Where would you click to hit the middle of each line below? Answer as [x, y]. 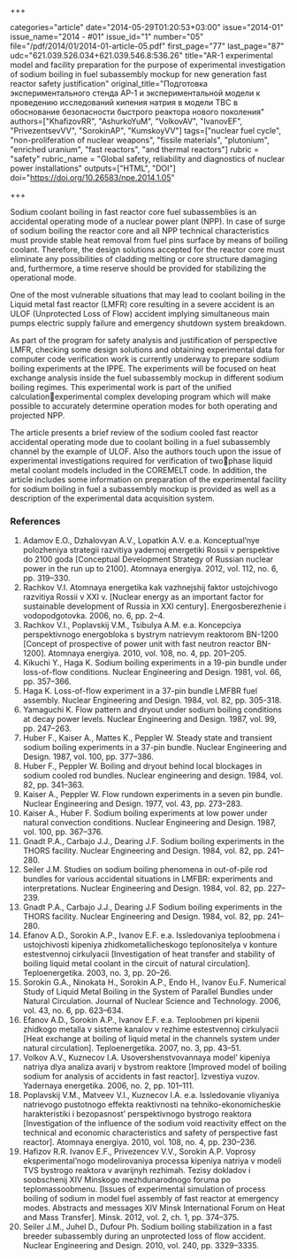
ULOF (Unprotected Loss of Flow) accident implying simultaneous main [140, 314]
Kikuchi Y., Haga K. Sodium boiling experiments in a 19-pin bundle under [155, 663]
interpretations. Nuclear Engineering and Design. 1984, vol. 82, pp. [144, 888]
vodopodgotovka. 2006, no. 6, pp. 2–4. [94, 616]
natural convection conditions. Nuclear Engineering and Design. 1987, [149, 823]
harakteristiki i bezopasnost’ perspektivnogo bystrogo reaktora [137, 1114]
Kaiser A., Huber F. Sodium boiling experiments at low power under [145, 813]
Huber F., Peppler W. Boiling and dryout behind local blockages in [142, 766]
